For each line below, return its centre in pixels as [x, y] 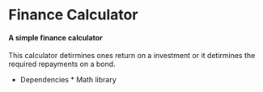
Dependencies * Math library [68, 80]
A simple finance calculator [55, 37]
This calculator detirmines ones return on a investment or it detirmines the [132, 56]
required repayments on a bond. [62, 64]
